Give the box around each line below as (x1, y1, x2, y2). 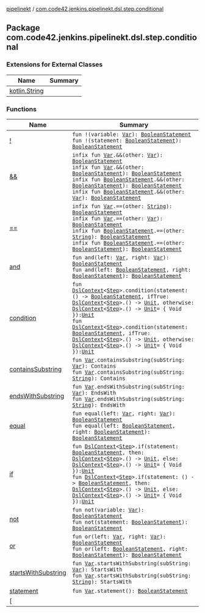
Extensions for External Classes (6, 61, 103, 69)
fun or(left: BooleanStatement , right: (72, 545, 188, 552)
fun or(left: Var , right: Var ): (72, 533, 167, 540)
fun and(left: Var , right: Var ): (72, 254, 170, 261)
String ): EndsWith (72, 401, 126, 409)
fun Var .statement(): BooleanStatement (72, 587, 188, 594)
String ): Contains (72, 374, 126, 382)
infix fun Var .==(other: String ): (72, 202, 173, 210)
